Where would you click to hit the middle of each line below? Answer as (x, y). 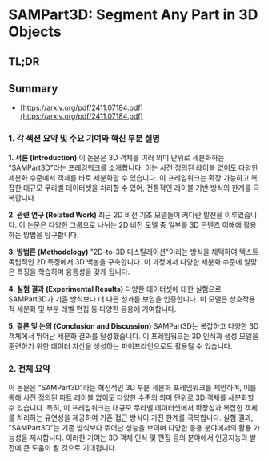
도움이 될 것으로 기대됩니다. (74, 447)
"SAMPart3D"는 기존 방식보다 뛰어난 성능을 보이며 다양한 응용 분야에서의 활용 (130, 427)
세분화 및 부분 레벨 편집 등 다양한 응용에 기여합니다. (96, 309)
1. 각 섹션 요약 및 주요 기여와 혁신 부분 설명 (84, 139)
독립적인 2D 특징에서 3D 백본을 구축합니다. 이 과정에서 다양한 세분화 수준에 (125, 261)
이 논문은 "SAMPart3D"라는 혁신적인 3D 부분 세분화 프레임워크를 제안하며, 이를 (132, 387)
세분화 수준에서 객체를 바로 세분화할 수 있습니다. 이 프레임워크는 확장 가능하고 (129, 177)
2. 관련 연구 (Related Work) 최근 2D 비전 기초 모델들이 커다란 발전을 (116, 215)
